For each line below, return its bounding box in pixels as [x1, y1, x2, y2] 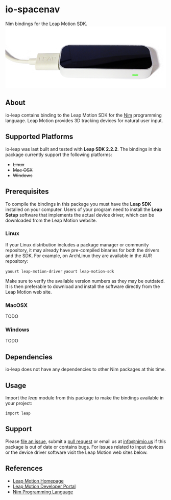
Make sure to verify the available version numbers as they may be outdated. [5, 278, 165, 284]
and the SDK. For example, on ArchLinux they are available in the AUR [5, 253, 152, 259]
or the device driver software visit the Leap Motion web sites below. [5, 449, 148, 455]
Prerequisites [5, 187, 49, 196]
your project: [5, 400, 32, 407]
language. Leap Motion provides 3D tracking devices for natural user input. [5, 117, 163, 124]
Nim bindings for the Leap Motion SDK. [5, 21, 88, 27]
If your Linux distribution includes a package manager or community [5, 241, 149, 247]
